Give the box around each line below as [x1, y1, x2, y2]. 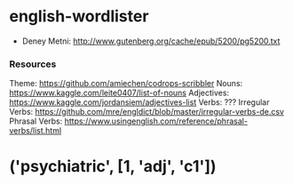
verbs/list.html [9, 125, 62, 136]
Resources [9, 58, 57, 70]
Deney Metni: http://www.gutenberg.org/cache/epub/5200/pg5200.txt [21, 36, 281, 46]
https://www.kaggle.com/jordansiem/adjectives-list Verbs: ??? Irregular [9, 97, 270, 108]
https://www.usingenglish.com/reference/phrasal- [64, 116, 249, 126]
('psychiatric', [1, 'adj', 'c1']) [9, 157, 217, 177]
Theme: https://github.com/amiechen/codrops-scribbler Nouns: [9, 78, 243, 89]
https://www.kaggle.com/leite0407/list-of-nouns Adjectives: [9, 87, 229, 99]
